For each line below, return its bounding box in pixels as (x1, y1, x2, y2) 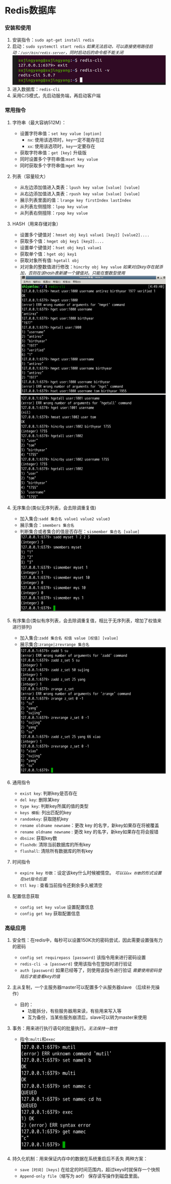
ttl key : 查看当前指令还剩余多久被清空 (19, 882, 103, 888)
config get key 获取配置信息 (19, 910, 80, 916)
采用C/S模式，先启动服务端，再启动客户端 (12, 93, 101, 99)
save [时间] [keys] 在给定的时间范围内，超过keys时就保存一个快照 (19, 1167, 160, 1173)
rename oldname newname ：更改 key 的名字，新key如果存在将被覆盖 (19, 822, 159, 828)
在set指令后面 (19, 876, 47, 882)
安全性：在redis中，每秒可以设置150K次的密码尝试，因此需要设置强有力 (12, 937, 163, 943)
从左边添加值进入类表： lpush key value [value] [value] (19, 184, 140, 190)
